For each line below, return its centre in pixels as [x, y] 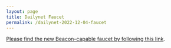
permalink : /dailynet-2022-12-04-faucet [57, 22]
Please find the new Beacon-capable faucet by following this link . [85, 39]
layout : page [22, 11]
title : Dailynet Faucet [35, 17]
